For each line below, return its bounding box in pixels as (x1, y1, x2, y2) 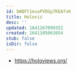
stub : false (6, 36, 35, 41)
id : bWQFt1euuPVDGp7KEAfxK (6, 8, 71, 15)
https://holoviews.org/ (14, 57, 68, 64)
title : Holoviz (6, 14, 43, 20)
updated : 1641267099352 (6, 24, 64, 31)
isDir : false (6, 41, 38, 47)
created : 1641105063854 (6, 30, 64, 36)
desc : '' (6, 19, 27, 25)
